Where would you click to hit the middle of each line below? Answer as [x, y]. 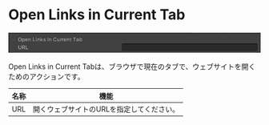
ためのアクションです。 [46, 77]
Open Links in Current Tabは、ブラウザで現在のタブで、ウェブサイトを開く [132, 67]
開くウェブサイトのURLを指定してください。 [106, 109]
